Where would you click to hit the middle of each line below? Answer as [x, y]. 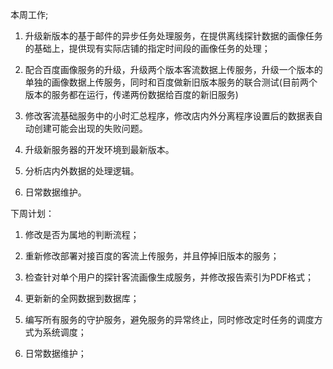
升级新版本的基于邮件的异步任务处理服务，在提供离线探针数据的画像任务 [173, 36]
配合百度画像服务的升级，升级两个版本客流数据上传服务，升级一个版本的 [173, 69]
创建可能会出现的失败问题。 [90, 128]
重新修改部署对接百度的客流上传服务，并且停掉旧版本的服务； [152, 256]
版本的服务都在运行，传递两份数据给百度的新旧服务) [131, 94]
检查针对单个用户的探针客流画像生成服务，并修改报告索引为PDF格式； [169, 277]
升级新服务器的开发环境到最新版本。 [99, 149]
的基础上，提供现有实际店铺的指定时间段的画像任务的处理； [147, 48]
